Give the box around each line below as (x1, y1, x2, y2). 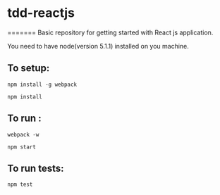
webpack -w (7, 131, 39, 138)
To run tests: (7, 162, 64, 174)
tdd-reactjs (7, 5, 75, 21)
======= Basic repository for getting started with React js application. (7, 28, 214, 37)
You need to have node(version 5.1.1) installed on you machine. (7, 42, 189, 50)
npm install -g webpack (7, 81, 78, 88)
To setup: (7, 62, 50, 75)
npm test (7, 181, 33, 188)
